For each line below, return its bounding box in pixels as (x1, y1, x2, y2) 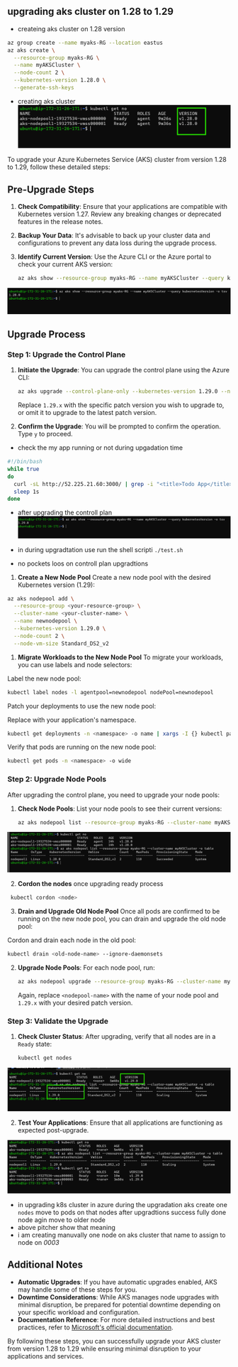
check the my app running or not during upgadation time (17, 443, 183, 452)
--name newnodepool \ (13, 617, 78, 625)
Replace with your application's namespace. (7, 715, 137, 724)
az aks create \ (7, 46, 55, 54)
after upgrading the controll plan (17, 508, 112, 517)
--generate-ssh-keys (13, 85, 74, 92)
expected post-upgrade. (17, 1125, 89, 1134)
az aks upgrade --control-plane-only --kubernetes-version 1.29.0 (17, 388, 218, 395)
